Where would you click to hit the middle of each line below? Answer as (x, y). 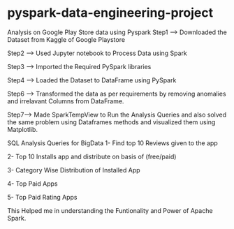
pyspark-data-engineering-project (110, 13)
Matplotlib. (23, 129)
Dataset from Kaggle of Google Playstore (66, 39)
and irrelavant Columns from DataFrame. (66, 101)
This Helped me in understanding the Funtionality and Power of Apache (110, 210)
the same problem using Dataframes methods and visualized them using (111, 122)
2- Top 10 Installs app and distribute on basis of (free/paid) (92, 156)
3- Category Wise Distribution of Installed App (74, 170)
